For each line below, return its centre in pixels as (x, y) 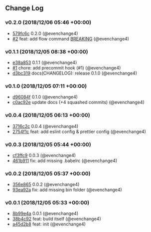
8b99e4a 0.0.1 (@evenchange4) (45, 213)
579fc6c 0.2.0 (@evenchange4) (45, 33)
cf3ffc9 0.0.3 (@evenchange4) (44, 155)
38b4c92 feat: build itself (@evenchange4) (57, 219)
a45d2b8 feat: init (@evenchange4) (49, 224)
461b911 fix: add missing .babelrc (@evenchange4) (65, 160)
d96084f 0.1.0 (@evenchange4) (45, 97)
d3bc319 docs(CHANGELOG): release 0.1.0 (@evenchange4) (75, 73)
